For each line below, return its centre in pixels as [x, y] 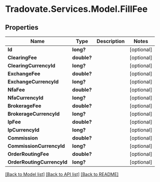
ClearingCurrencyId [31, 66]
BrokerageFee [25, 106]
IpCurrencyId [24, 130]
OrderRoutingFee [28, 154]
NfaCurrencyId [26, 98]
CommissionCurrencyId [36, 146]
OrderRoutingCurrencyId [38, 162]
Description [110, 41]
